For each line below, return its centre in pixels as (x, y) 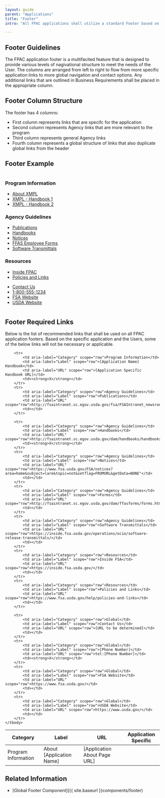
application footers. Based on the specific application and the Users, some (81, 339)
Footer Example (29, 164)
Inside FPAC (24, 272)
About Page (97, 755)
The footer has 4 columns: (32, 112)
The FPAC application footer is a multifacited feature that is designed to (77, 59)
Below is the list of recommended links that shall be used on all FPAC (75, 334)
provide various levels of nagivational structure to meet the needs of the (78, 65)
